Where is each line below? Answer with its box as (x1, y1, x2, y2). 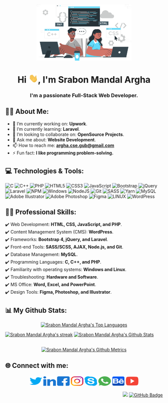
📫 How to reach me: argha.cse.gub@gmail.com (12, 142, 114, 148)
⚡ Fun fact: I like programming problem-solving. (12, 150, 114, 156)
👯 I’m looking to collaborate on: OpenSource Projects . (12, 131, 124, 137)
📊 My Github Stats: (5, 306, 67, 315)
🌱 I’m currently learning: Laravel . (12, 126, 80, 132)
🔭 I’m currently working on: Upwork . (12, 120, 87, 127)
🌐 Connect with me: (5, 361, 68, 370)
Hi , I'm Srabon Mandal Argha (17, 74, 151, 85)
